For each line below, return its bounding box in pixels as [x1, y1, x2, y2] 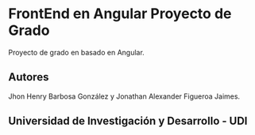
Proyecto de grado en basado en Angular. [8, 47, 145, 57]
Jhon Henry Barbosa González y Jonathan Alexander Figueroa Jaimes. [8, 92, 241, 101]
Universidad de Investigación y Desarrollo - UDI [8, 114, 248, 128]
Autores [8, 70, 49, 84]
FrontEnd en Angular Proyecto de [8, 5, 232, 23]
